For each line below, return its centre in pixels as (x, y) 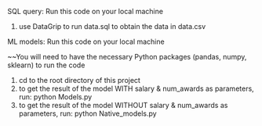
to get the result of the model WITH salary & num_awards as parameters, (136, 88)
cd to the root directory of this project (79, 80)
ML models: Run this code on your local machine (86, 41)
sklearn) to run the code (46, 65)
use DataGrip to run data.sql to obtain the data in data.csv (112, 26)
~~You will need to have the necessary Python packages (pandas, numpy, (127, 57)
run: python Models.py (55, 97)
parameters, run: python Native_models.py (88, 113)
